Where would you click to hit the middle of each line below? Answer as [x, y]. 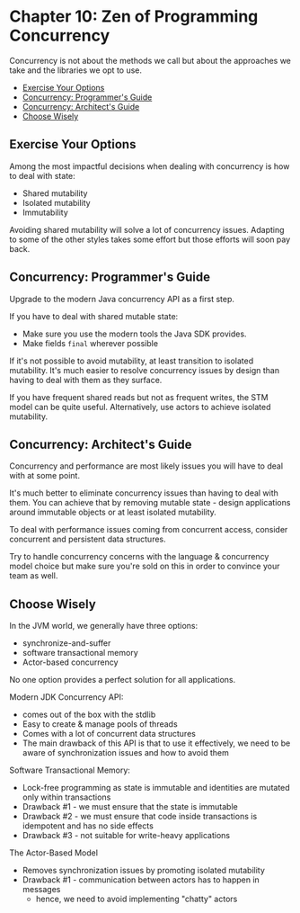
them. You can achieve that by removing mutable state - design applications [150, 503]
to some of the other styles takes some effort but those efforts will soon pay [150, 239]
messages [41, 890]
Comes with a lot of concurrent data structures [109, 734]
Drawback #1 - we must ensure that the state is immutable [130, 807]
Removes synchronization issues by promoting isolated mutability [143, 871]
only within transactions [66, 797]
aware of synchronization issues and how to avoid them [125, 753]
